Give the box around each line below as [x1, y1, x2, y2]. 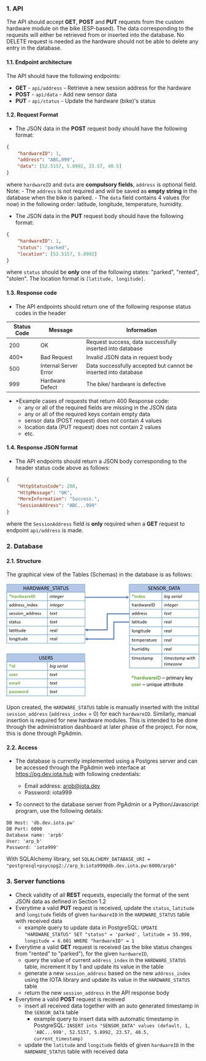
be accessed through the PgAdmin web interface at [15, 764, 146, 771]
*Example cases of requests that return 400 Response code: [15, 397, 170, 405]
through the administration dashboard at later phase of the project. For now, [6, 723, 198, 730]
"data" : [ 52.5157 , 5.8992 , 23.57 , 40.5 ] [17, 163, 122, 169]
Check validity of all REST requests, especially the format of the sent [15, 891, 189, 898]
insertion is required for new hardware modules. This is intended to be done [6, 717, 198, 724]
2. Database [6, 542, 43, 551]
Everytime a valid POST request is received [15, 995, 125, 1003]
